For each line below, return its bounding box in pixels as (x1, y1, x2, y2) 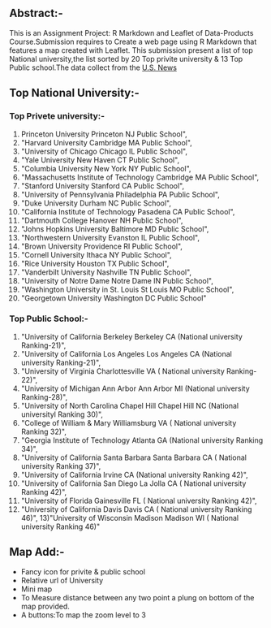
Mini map (20, 584, 53, 594)
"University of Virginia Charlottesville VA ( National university (20, 366, 226, 376)
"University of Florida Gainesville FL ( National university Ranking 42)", (20, 496, 258, 505)
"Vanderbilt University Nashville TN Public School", (20, 267, 192, 277)
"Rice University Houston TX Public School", (20, 258, 170, 268)
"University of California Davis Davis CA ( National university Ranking (20, 504, 252, 514)
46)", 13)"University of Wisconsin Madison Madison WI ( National (20, 513, 239, 522)
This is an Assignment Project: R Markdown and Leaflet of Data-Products (9, 28, 254, 37)
